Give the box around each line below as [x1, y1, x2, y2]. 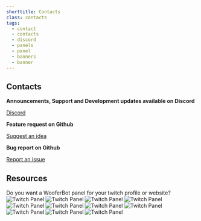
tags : [6, 20, 20, 26]
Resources [6, 173, 48, 184]
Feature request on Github [6, 121, 74, 128]
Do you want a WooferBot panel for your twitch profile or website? [6, 189, 171, 196]
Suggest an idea [6, 132, 47, 140]
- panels [11, 43, 34, 49]
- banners [11, 54, 36, 60]
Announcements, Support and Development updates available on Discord [6, 98, 195, 105]
